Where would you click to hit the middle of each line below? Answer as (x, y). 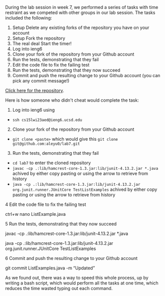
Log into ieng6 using (33, 110)
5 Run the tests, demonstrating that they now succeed (61, 224)
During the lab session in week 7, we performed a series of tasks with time (82, 7)
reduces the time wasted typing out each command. (59, 288)
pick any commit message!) (41, 81)
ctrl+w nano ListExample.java (35, 214)
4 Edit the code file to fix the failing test (46, 204)
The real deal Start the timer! (42, 44)
